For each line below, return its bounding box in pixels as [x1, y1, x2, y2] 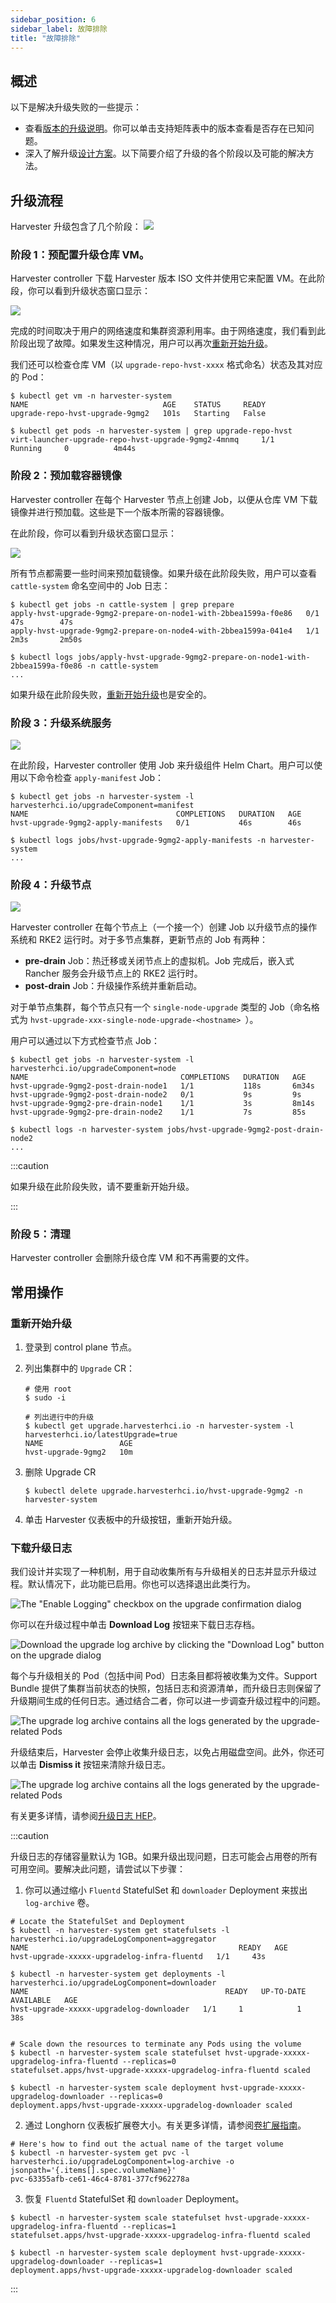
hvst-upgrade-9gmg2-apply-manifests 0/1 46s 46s [10, 817, 302, 828]
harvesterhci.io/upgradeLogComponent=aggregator [10, 1934, 217, 1945]
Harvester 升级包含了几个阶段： [10, 221, 142, 232]
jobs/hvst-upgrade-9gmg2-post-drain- [166, 1125, 325, 1135]
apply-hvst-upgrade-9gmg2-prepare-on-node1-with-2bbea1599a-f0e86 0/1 [10, 608, 320, 618]
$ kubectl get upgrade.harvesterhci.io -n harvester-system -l [24, 1421, 295, 1431]
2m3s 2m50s [10, 634, 83, 645]
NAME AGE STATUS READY [10, 400, 267, 410]
